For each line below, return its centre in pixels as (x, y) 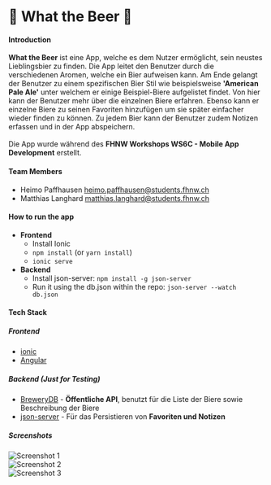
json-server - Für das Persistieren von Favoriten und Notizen (123, 417)
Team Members (35, 171)
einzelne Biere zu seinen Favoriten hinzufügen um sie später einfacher (126, 110)
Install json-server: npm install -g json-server (112, 278)
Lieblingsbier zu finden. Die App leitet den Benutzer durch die (112, 66)
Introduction (30, 39)
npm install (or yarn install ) (82, 252)
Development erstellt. (45, 153)
